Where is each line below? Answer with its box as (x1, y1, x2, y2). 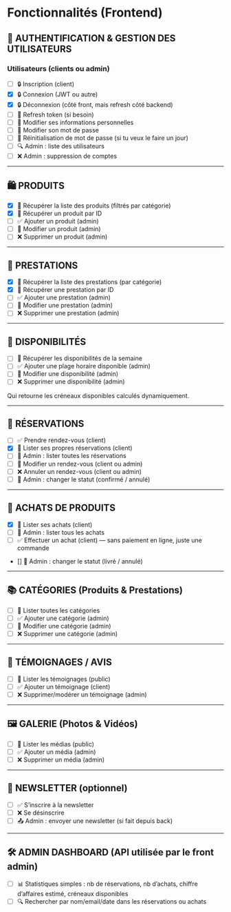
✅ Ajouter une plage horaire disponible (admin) (16, 362, 151, 370)
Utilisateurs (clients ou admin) (7, 63, 110, 73)
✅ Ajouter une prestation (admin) (16, 293, 111, 301)
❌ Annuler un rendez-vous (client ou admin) (16, 467, 142, 475)
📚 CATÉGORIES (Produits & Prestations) (7, 584, 184, 596)
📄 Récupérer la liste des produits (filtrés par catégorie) (16, 201, 171, 210)
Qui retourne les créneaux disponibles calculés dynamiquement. (7, 391, 190, 399)
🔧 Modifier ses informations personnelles (16, 118, 134, 126)
